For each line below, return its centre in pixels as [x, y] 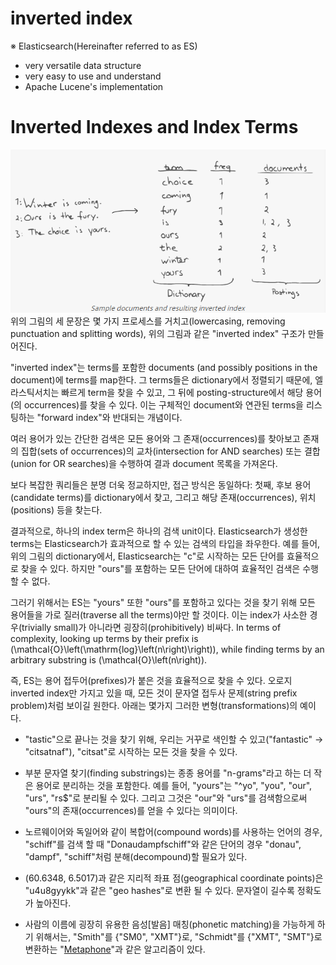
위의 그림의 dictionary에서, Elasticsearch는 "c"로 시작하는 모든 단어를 [147, 556]
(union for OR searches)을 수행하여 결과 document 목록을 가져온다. [144, 464]
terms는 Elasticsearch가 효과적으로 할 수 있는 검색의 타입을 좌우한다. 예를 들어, [165, 544]
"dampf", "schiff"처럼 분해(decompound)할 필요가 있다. [136, 857]
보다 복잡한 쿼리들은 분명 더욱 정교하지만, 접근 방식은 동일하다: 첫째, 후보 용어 [161, 485]
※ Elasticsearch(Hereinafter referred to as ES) [104, 46]
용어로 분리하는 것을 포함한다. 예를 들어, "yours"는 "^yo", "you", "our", [174, 786]
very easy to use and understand [93, 76]
